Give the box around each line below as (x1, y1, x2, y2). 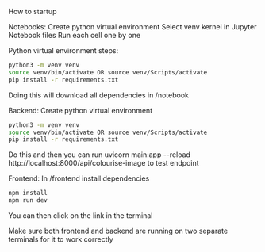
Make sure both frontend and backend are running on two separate (8, 226, 229, 235)
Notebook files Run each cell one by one (8, 31, 141, 40)
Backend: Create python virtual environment (8, 105, 153, 115)
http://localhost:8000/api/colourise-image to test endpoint (8, 158, 200, 168)
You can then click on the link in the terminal (8, 211, 153, 220)
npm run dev (8, 197, 48, 204)
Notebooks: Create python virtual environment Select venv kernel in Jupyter (8, 22, 257, 31)
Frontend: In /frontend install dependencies (8, 174, 150, 183)
